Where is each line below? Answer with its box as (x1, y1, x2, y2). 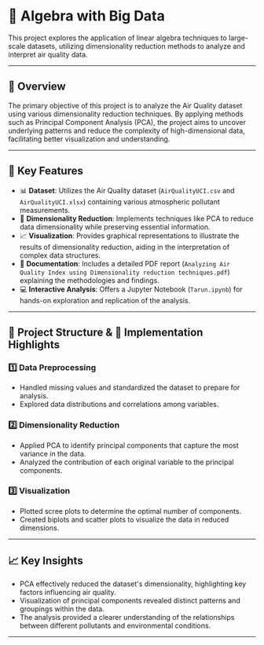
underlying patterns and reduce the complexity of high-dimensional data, (8, 126, 245, 135)
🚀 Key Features (8, 164, 84, 178)
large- (229, 33, 249, 42)
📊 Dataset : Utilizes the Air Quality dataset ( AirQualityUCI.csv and (19, 185, 235, 195)
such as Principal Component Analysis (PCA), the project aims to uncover (8, 117, 246, 126)
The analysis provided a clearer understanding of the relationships (19, 612, 235, 621)
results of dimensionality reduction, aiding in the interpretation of (19, 242, 230, 251)
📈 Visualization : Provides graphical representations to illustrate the (19, 231, 240, 240)
